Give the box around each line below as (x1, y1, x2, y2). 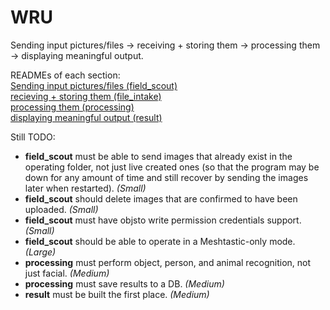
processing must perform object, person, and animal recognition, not (24, 256, 312, 268)
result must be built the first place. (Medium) (24, 288, 210, 300)
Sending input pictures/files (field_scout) (10, 79, 178, 91)
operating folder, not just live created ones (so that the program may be (24, 161, 320, 173)
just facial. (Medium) (24, 267, 110, 279)
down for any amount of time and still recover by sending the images (24, 171, 309, 183)
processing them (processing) (10, 101, 135, 113)
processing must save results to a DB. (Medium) (24, 277, 225, 290)
